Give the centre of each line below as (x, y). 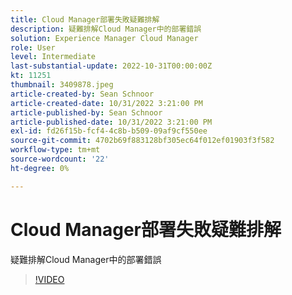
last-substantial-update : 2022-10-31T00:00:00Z (111, 66)
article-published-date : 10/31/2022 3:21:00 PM (111, 122)
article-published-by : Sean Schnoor (86, 112)
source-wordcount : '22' (60, 159)
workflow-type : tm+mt (55, 150)
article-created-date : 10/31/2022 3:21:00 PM (106, 103)
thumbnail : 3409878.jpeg (62, 85)
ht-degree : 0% (40, 168)
